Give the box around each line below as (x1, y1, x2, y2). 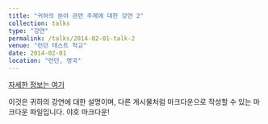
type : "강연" (8, 27, 49, 35)
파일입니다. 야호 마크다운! (29, 106, 111, 117)
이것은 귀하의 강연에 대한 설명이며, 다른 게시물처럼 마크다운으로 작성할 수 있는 (8, 97, 252, 106)
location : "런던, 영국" (8, 57, 82, 65)
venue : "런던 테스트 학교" (8, 42, 87, 50)
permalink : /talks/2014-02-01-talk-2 (8, 34, 136, 43)
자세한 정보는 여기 (8, 80, 65, 89)
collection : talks (8, 19, 70, 27)
